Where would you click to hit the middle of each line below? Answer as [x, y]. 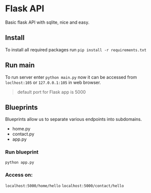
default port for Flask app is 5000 [51, 92]
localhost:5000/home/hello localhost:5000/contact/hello [65, 186]
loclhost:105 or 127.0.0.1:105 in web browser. [53, 82]
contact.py [23, 134]
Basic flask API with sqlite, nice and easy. [47, 22]
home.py [21, 129]
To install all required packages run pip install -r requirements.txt [76, 49]
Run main [20, 65]
